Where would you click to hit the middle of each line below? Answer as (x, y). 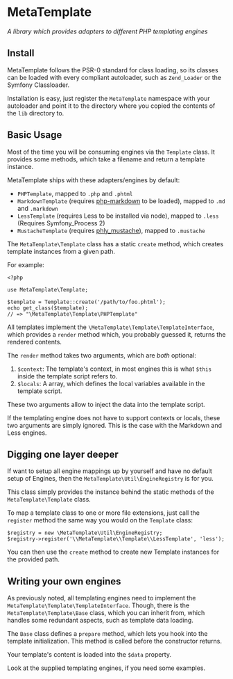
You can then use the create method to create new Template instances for (113, 552)
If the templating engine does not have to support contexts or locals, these (114, 417)
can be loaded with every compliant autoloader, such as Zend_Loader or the (114, 77)
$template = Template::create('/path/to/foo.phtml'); (87, 302)
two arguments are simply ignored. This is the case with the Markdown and (115, 425)
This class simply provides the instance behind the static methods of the (111, 492)
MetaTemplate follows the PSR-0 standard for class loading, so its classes (113, 70)
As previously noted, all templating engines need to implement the (102, 598)
